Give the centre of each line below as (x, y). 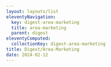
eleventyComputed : (28, 38)
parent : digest (30, 33)
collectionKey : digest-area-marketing (59, 44)
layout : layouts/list (32, 11)
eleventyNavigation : (31, 17)
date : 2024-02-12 (27, 55)
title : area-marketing (39, 28)
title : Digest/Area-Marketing (43, 50)
